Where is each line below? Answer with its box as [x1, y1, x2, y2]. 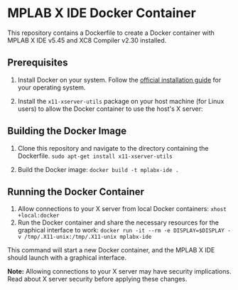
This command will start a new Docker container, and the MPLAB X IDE [7, 246, 215, 254]
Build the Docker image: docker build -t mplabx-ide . [17, 165, 179, 173]
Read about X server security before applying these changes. [7, 275, 188, 284]
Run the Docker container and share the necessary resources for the [17, 218, 219, 227]
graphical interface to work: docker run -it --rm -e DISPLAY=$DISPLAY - [17, 226, 231, 235]
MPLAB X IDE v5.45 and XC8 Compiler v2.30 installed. [7, 36, 167, 44]
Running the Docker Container [7, 186, 144, 198]
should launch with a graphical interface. [7, 254, 126, 262]
